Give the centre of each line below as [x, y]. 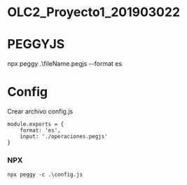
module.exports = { [36, 124]
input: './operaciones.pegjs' [64, 137]
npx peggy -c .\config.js [45, 175]
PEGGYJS [36, 44]
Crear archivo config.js [40, 111]
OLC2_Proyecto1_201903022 [94, 12]
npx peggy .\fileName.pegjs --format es [65, 64]
